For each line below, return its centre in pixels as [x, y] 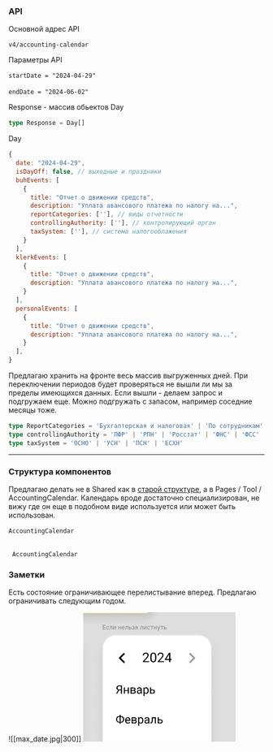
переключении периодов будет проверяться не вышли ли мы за [121, 384]
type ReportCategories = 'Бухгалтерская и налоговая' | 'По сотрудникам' [136, 426]
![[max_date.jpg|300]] [45, 739]
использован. [32, 515]
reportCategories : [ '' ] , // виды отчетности [106, 214]
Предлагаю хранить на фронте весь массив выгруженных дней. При [128, 376]
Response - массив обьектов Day [66, 107]
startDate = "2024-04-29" [52, 76]
